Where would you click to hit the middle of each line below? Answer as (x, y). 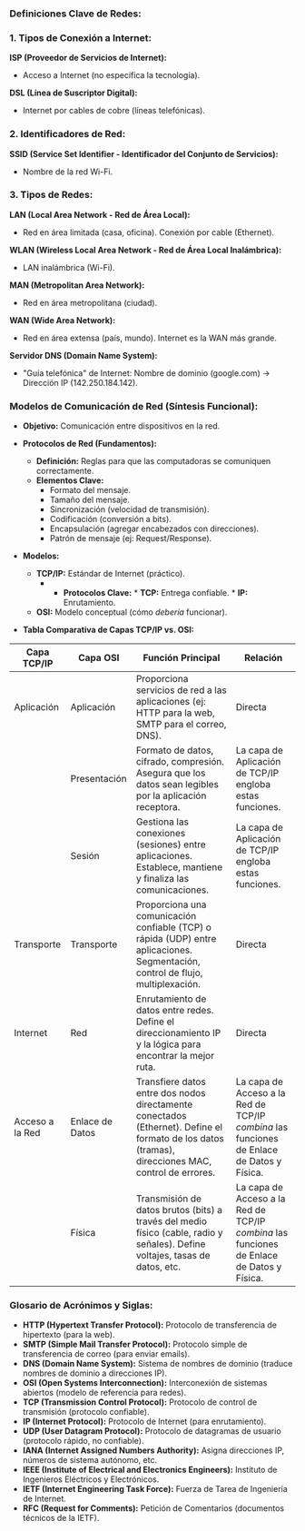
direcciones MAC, (174, 1161)
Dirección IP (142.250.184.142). (80, 382)
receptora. (158, 807)
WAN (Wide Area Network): (63, 320)
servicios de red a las (181, 690)
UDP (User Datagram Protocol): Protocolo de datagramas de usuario (152, 1431)
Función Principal (182, 658)
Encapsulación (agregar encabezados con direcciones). (154, 528)
